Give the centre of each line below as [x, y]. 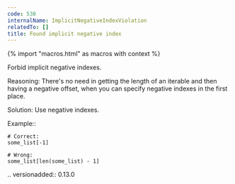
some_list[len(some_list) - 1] [53, 161]
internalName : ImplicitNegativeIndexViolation [77, 21]
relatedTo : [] [28, 27]
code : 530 [22, 14]
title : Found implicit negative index [64, 34]
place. [17, 96]
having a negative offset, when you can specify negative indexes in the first [117, 88]
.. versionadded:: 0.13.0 [41, 175]
